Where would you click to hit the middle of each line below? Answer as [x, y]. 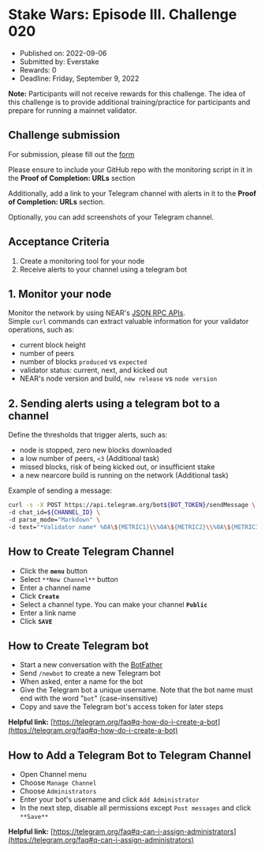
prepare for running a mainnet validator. [73, 110]
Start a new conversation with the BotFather [91, 665]
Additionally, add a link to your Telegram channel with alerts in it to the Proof [132, 193]
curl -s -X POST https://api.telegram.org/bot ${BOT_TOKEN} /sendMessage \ [132, 505]
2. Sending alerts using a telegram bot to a [114, 403]
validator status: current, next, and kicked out [93, 370]
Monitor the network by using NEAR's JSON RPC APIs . [97, 313]
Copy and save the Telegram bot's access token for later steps [121, 707]
